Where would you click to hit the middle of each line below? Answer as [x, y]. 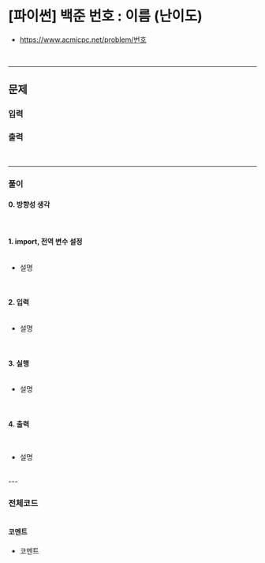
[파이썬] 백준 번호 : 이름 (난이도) [105, 16]
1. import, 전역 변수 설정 [45, 242]
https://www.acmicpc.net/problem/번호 [83, 39]
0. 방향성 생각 [29, 205]
